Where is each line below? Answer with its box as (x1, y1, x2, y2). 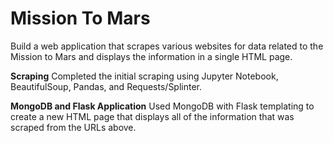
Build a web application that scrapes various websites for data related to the (10, 40, 324, 52)
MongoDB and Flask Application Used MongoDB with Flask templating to (10, 100, 315, 112)
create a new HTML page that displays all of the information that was (10, 110, 295, 122)
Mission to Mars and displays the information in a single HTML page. (10, 50, 293, 62)
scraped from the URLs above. (10, 121, 137, 133)
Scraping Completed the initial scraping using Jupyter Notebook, (10, 70, 279, 82)
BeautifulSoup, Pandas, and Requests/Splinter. (10, 80, 203, 92)
